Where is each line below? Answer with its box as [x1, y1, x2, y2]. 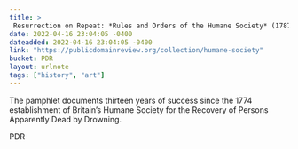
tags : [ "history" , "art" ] [9, 71, 105, 80]
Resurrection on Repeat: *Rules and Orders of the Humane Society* [12, 21, 268, 30]
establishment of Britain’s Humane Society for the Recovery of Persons [9, 104, 269, 115]
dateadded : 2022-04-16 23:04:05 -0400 [9, 37, 153, 47]
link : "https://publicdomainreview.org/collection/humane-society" [9, 46, 264, 55]
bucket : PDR [9, 54, 53, 63]
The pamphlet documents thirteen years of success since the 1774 [9, 95, 253, 106]
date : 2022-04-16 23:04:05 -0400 [9, 29, 133, 38]
